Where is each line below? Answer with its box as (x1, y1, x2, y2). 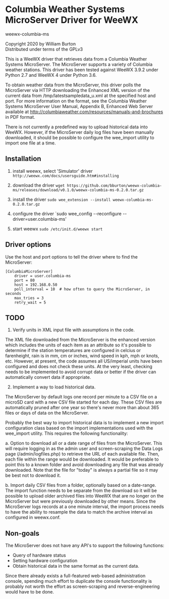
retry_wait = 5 (14, 299, 46, 305)
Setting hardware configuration (12, 558, 78, 564)
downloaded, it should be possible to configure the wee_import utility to (5, 134, 155, 140)
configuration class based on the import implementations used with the (5, 425, 153, 431)
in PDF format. (5, 114, 35, 120)
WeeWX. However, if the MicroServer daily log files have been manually (5, 129, 154, 135)
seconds (5, 291, 22, 296)
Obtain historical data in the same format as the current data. (12, 563, 140, 569)
